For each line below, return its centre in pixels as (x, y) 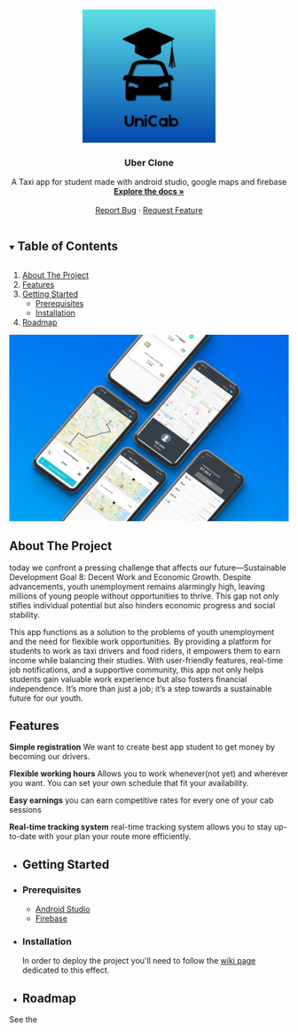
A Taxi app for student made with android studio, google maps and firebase (149, 182)
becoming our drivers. (50, 757)
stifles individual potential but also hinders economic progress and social (142, 605)
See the (24, 1020)
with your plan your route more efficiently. (115, 837)
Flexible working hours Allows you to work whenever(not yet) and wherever (149, 774)
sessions (25, 810)
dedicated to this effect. (66, 970)
